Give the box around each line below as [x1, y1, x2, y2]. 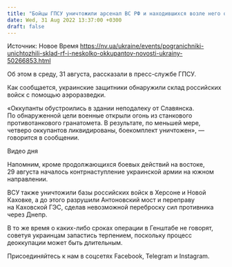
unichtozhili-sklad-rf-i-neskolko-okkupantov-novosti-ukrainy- [7, 49, 183, 57]
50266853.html [7, 57, 51, 65]
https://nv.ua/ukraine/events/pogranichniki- [79, 42, 204, 50]
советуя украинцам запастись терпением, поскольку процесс [7, 231, 192, 239]
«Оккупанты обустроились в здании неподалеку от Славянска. [7, 104, 195, 113]
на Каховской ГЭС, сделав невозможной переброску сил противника [7, 203, 214, 212]
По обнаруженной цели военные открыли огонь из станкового [7, 111, 193, 120]
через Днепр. [7, 210, 48, 219]
